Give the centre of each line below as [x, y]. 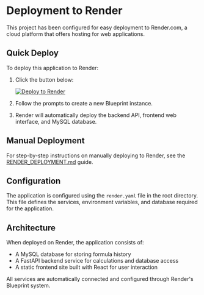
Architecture [31, 228]
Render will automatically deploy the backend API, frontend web [96, 115]
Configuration [34, 181]
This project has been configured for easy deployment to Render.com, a [97, 27]
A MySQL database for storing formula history [73, 254]
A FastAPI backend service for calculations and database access [97, 261]
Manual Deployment [46, 141]
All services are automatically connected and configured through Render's [100, 279]
